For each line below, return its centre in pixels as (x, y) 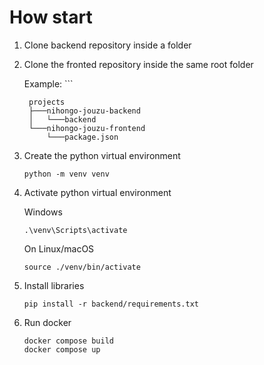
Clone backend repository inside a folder (107, 45)
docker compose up (62, 349)
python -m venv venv (66, 174)
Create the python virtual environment (102, 155)
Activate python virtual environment (97, 192)
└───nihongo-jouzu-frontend (87, 128)
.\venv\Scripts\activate (75, 230)
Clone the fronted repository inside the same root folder (138, 64)
